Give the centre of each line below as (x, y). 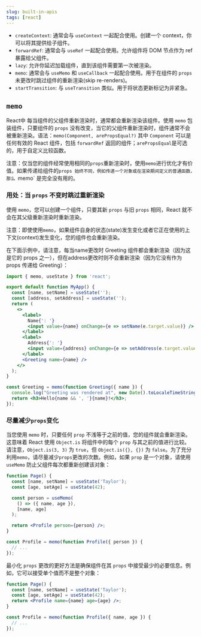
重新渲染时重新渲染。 (58, 217)
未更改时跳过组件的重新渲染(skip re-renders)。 (72, 80)
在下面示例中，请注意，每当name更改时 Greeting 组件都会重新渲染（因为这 (99, 250)
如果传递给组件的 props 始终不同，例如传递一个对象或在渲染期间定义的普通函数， (106, 171)
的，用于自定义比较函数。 (38, 151)
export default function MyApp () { (51, 287)
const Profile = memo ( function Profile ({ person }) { (75, 542)
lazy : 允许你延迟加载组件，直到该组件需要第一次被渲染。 (85, 65)
